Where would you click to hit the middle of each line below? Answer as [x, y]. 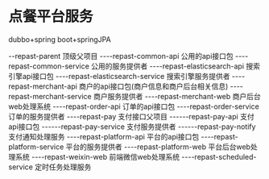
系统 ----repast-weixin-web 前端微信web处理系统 [97, 156]
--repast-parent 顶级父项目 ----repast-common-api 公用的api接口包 [121, 56]
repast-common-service [49, 66]
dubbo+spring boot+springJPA [60, 39]
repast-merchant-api [43, 86]
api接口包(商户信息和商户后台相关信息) [164, 86]
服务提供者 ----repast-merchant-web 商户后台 [184, 96]
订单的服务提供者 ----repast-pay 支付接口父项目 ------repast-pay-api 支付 [132, 116]
